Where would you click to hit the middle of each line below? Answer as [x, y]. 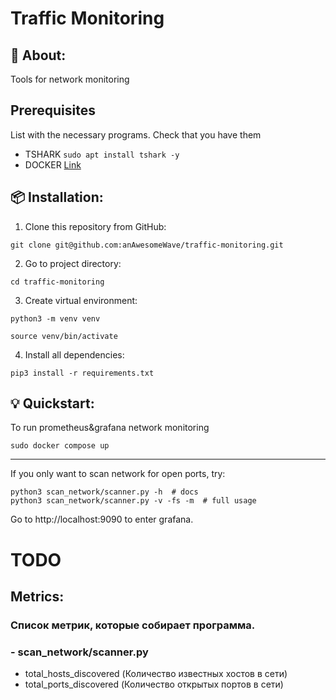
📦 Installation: [57, 197]
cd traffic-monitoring [57, 282]
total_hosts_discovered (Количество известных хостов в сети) [156, 674]
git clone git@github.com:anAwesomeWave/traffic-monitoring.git [147, 245]
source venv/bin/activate [64, 336]
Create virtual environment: [81, 300]
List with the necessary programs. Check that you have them [136, 134]
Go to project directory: [73, 263]
